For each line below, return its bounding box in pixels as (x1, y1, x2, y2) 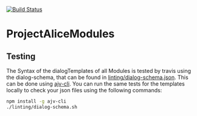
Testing (6, 51, 36, 61)
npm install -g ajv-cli (6, 98, 67, 104)
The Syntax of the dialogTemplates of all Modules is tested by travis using (6, 67, 192, 74)
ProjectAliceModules (6, 27, 115, 41)
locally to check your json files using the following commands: (6, 87, 162, 94)
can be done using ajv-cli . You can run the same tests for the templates (6, 80, 185, 87)
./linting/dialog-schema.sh (6, 104, 78, 110)
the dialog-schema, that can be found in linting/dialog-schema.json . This (6, 73, 188, 81)
